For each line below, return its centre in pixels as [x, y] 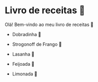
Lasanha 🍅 [23, 54]
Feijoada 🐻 [23, 64]
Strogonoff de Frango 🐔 [37, 44]
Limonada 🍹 [25, 74]
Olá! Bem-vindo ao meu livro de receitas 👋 [49, 24]
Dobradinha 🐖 [27, 34]
